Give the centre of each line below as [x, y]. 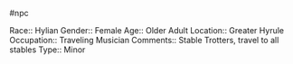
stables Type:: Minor [47, 50]
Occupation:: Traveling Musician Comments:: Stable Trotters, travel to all [144, 40]
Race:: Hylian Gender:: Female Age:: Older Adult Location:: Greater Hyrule [147, 30]
